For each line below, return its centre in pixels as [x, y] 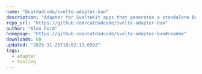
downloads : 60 [24, 39]
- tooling [24, 61]
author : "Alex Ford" [32, 28]
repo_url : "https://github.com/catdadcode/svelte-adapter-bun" [87, 23]
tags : [13, 51]
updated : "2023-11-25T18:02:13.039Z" [54, 45]
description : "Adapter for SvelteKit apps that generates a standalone [98, 17]
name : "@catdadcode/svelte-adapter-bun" [58, 12]
